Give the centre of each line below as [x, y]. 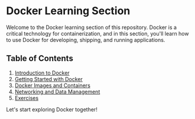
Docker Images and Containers [52, 85]
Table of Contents [40, 58]
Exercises [27, 98]
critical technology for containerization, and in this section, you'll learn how [97, 33]
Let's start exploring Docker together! [52, 109]
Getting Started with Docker [48, 79]
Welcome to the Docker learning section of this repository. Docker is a [92, 27]
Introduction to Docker [42, 73]
